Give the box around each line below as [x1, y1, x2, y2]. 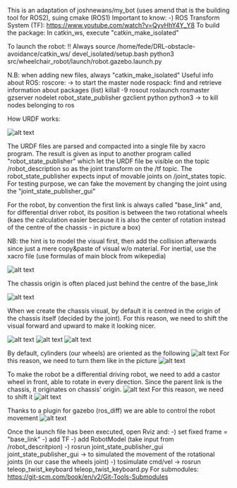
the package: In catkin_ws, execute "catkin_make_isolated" [7, 28, 179, 37]
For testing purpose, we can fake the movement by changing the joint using [7, 179, 227, 188]
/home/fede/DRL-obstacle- [116, 42, 196, 50]
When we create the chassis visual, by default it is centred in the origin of [7, 307, 221, 315]
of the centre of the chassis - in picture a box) [7, 223, 141, 232]
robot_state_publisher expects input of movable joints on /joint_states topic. [7, 172, 227, 180]
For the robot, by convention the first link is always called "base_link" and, [7, 201, 222, 209]
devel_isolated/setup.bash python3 [72, 49, 174, 58]
